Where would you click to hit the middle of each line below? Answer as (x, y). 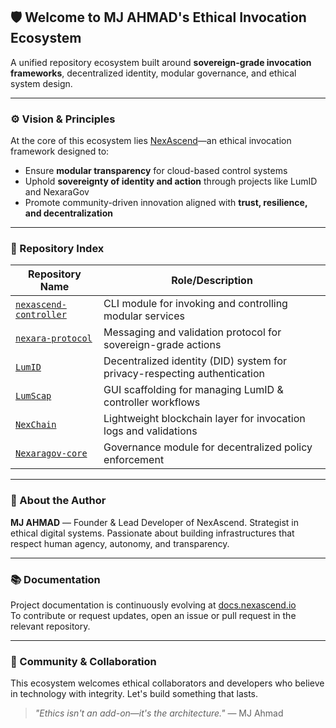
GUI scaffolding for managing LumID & (193, 390)
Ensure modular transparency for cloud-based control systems (156, 171)
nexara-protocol (54, 338)
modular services (144, 316)
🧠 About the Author (58, 501)
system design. (41, 83)
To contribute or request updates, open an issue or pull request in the (153, 615)
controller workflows (152, 402)
